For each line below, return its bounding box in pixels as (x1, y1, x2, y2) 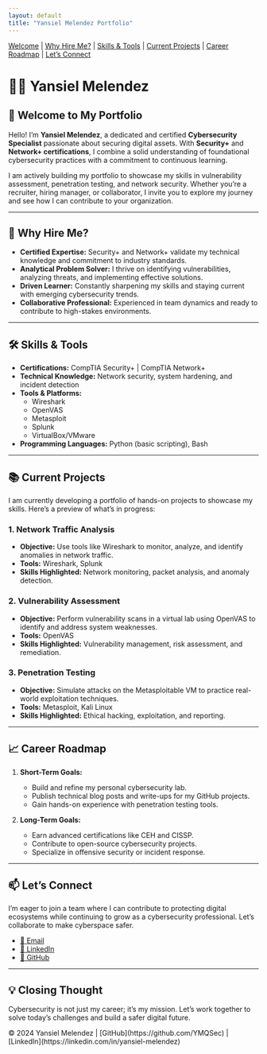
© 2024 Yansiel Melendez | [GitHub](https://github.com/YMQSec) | (8, 1029, 229, 1038)
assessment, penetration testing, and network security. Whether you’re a (8, 179, 247, 188)
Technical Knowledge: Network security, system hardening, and (19, 371, 233, 382)
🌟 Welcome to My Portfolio (8, 109, 143, 122)
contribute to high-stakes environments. (19, 307, 152, 316)
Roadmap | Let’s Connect (8, 49, 91, 59)
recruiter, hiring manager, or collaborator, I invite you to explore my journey (8, 188, 253, 197)
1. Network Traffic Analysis (8, 524, 115, 535)
